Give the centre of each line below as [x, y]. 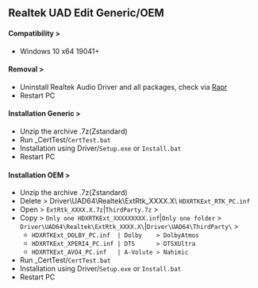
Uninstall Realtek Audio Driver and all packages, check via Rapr [123, 87]
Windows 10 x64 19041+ [60, 51]
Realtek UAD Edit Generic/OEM [86, 13]
